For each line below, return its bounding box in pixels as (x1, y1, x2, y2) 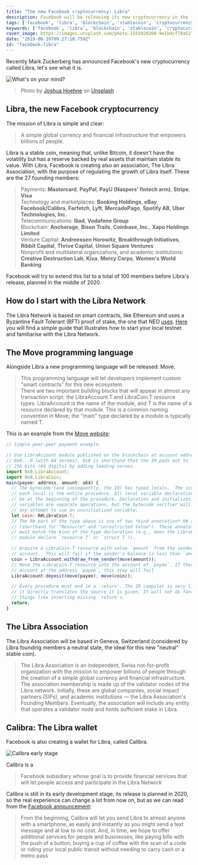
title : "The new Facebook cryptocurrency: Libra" (6, 8, 131, 15)
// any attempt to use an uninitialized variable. (11, 507, 138, 513)
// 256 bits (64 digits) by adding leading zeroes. (6, 463, 136, 469)
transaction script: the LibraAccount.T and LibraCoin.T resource (20, 394, 176, 401)
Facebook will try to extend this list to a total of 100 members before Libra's (6, 273, 190, 280)
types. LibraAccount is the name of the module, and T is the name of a (20, 400, 192, 407)
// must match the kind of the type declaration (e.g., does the (11, 529, 176, 535)
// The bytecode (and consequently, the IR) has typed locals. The (11, 485, 183, 491)
